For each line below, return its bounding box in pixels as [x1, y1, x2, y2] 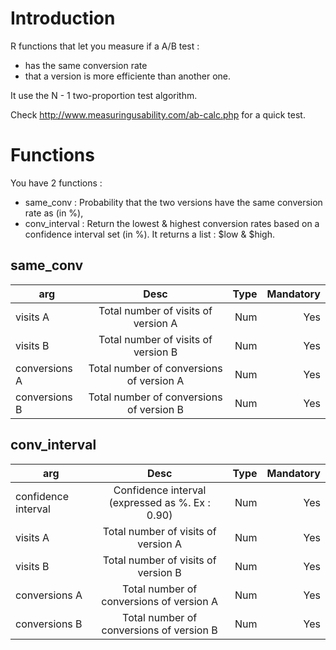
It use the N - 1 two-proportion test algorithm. [10, 89, 198, 101]
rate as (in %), [24, 207, 84, 219]
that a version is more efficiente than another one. [24, 70, 232, 82]
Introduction [10, 7, 116, 30]
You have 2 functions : [10, 177, 103, 189]
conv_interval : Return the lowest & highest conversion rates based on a [24, 217, 320, 229]
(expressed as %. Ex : [108, 495, 211, 509]
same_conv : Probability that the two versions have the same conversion [24, 196, 323, 208]
